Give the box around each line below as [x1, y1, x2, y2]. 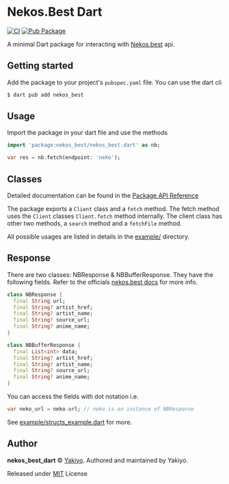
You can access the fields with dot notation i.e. [7, 392, 139, 401]
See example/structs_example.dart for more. [7, 418, 133, 426]
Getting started [7, 60, 74, 72]
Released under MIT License [7, 469, 87, 477]
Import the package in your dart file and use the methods [7, 128, 168, 137]
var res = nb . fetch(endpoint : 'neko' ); [7, 154, 121, 161]
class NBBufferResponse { [7, 341, 81, 348]
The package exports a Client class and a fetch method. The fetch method [7, 205, 220, 213]
